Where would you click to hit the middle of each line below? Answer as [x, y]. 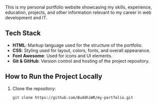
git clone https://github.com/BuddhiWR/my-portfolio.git [73, 98]
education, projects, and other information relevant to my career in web [78, 12]
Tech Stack [23, 33]
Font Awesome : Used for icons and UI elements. [62, 55]
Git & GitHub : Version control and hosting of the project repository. [81, 61]
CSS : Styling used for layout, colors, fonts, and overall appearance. [81, 50]
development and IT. [26, 18]
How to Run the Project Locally [54, 77]
